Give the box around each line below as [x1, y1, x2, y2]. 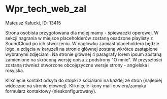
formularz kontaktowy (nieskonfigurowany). [5, 88, 96, 94]
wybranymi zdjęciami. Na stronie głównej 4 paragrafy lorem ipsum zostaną [5, 51, 162, 57]
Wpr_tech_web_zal [5, 3, 87, 15]
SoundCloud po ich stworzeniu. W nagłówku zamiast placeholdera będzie [5, 40, 160, 46]
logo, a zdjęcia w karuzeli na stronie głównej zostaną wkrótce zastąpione [5, 46, 158, 52]
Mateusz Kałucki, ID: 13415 [5, 20, 61, 26]
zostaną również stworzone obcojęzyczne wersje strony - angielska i [5, 62, 150, 68]
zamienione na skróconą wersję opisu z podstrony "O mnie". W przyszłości [5, 56, 162, 62]
